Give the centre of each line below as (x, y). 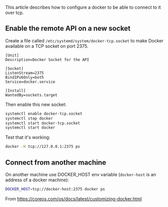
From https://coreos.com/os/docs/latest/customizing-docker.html (74, 198)
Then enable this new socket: (36, 104)
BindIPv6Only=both (25, 77)
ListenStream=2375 (25, 73)
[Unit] (12, 55)
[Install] (16, 90)
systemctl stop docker (29, 118)
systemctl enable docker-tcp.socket (44, 114)
